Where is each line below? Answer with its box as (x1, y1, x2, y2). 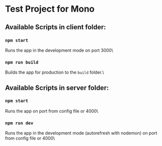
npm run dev (5, 120, 34, 125)
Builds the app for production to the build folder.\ (5, 69, 104, 75)
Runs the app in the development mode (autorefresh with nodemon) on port (5, 130, 158, 136)
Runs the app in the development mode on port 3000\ (5, 47, 114, 53)
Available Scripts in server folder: (5, 83, 109, 92)
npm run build (5, 60, 39, 65)
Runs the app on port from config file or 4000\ (5, 108, 99, 114)
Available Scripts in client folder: (5, 23, 106, 31)
